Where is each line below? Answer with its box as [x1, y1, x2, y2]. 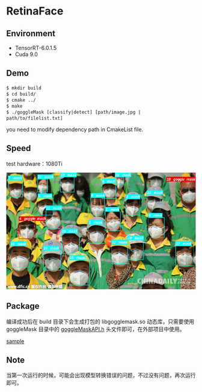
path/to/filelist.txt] [6, 115, 63, 121]
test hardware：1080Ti [6, 160, 63, 167]
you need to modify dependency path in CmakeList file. [6, 126, 144, 133]
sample [6, 337, 25, 345]
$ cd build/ [6, 91, 36, 97]
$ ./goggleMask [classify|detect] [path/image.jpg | [6, 109, 141, 115]
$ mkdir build [6, 85, 42, 91]
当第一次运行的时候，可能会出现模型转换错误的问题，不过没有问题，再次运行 [6, 371, 196, 379]
